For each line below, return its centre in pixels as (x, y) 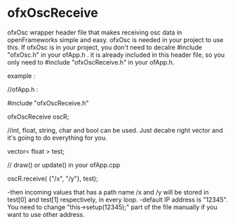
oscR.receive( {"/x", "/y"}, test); (53, 178)
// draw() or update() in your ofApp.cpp (64, 165)
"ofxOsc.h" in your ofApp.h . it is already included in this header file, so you (116, 55)
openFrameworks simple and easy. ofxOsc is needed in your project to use (115, 39)
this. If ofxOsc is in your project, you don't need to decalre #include (105, 47)
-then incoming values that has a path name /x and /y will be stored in (108, 192)
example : (21, 76)
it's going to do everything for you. (57, 138)
